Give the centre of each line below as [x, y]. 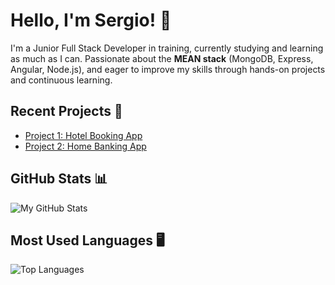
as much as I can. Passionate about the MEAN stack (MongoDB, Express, [162, 58]
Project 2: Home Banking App [85, 146]
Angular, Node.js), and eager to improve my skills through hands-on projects [168, 69]
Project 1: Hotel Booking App [83, 135]
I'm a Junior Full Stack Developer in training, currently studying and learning [167, 48]
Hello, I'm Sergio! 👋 [91, 20]
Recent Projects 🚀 [66, 111]
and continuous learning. [61, 80]
